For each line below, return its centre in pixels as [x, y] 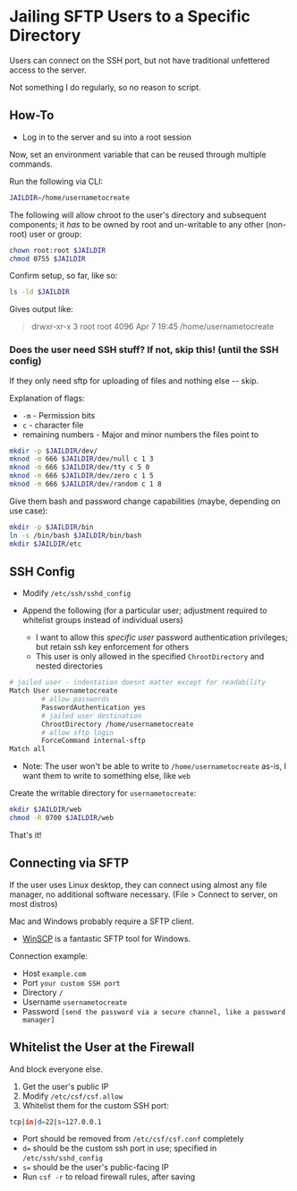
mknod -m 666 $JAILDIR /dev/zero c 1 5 [81, 476]
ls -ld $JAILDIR [39, 292]
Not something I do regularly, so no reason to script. [105, 87]
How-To [32, 115]
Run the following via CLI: [56, 181]
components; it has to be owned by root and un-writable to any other [136, 224]
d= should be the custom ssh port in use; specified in [119, 1148]
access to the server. [48, 70]
